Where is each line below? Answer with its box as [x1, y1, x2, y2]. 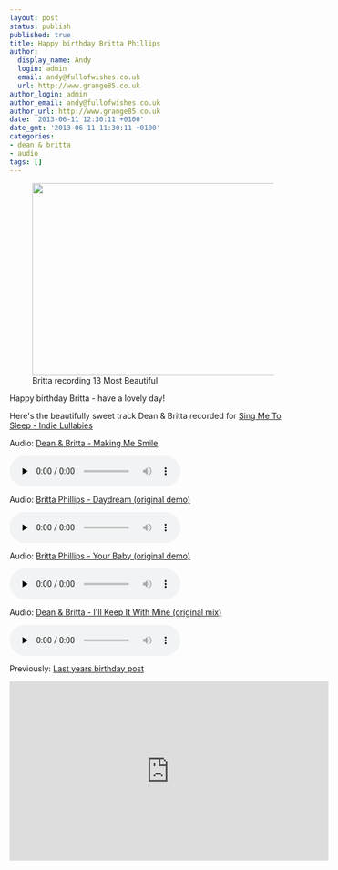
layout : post [9, 13, 59, 23]
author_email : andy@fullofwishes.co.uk [9, 97, 161, 107]
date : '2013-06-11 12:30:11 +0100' [9, 115, 145, 124]
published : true [9, 30, 71, 39]
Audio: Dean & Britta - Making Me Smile [9, 437, 159, 448]
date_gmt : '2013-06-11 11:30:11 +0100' [9, 124, 161, 133]
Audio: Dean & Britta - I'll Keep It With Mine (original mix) [9, 607, 222, 618]
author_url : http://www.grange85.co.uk [9, 107, 161, 116]
